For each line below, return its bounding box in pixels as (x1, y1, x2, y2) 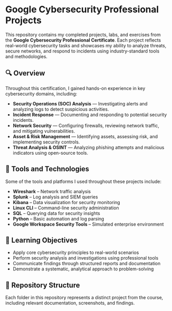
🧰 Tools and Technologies (5, 164, 89, 173)
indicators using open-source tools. (12, 150, 88, 156)
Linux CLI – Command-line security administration (12, 205, 119, 211)
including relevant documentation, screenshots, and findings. (5, 300, 135, 306)
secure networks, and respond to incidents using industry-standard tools (5, 48, 160, 54)
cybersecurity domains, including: (5, 90, 78, 97)
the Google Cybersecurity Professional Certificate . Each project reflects (5, 37, 161, 43)
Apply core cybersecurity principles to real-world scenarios (12, 249, 139, 255)
